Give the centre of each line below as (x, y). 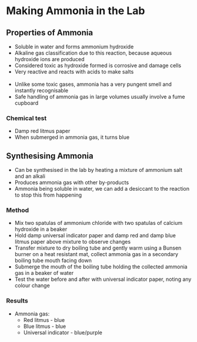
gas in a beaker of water (44, 273)
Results (17, 301)
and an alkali (30, 176)
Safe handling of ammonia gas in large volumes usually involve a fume (100, 97)
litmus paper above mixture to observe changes (73, 242)
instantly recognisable (41, 90)
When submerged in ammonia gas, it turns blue (72, 137)
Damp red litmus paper (42, 131)
